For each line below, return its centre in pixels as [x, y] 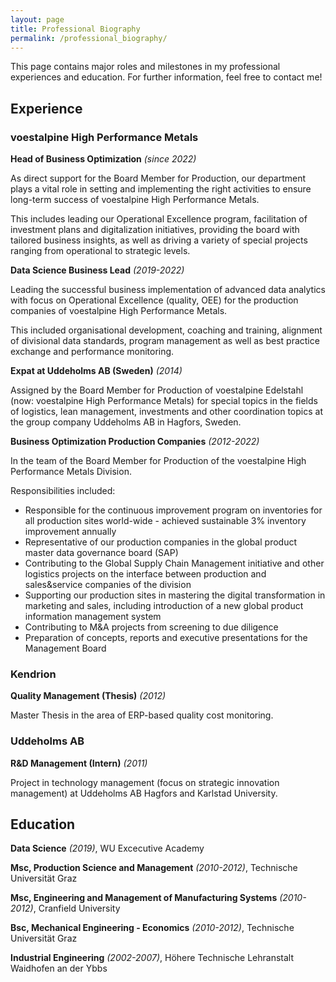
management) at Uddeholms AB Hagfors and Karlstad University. [144, 793]
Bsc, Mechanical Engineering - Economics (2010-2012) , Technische [152, 928]
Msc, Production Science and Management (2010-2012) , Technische [154, 868]
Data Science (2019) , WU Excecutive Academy [107, 848]
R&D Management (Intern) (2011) [79, 763]
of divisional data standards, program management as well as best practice [165, 341]
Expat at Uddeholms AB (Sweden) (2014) [96, 371]
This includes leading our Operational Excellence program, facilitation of [159, 219]
